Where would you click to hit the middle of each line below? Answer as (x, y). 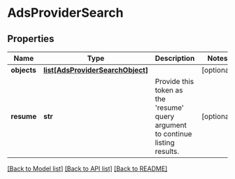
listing (165, 143)
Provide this (175, 81)
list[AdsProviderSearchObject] (95, 70)
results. (167, 151)
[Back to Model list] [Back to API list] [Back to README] (87, 169)
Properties (31, 39)
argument (171, 125)
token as (169, 90)
